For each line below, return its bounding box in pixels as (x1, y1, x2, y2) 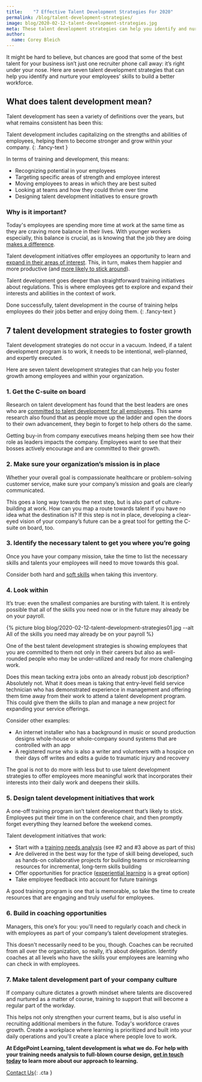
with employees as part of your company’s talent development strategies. (6, 929, 188, 936)
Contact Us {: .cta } (6, 1069, 53, 1076)
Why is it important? (6, 208, 67, 216)
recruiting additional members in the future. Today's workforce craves (6, 1020, 180, 1027)
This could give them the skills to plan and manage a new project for (6, 699, 176, 706)
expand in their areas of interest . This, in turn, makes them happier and (6, 259, 182, 266)
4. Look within (6, 586, 49, 594)
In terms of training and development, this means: (6, 155, 129, 162)
